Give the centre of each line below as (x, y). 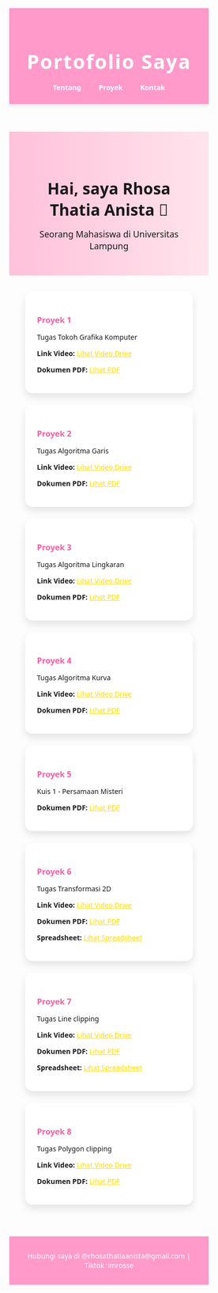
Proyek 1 (54, 320)
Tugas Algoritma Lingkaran (81, 564)
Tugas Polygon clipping (74, 1149)
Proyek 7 (54, 1002)
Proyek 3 (54, 547)
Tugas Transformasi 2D (74, 889)
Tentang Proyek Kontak (109, 87)
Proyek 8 (54, 1132)
